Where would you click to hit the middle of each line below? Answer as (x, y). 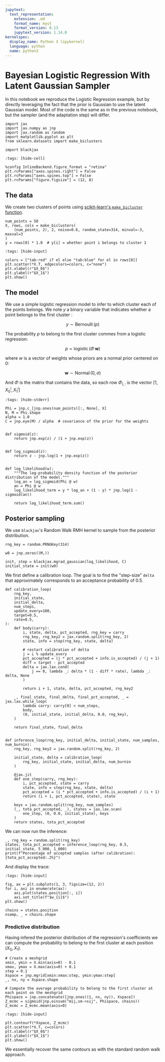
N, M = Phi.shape (23, 413)
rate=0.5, (24, 620)
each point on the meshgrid (34, 993)
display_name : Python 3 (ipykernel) (47, 42)
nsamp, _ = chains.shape (31, 915)
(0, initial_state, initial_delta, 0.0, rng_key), (76, 715)
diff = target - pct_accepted (54, 663)
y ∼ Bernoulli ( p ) (83, 324)
